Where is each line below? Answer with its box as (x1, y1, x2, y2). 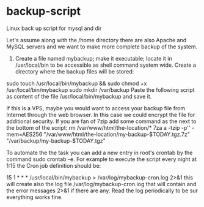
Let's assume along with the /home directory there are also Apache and (6, 36, 187, 43)
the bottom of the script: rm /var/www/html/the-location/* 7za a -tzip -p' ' (6, 124, 191, 131)
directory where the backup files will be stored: (15, 67, 134, 75)
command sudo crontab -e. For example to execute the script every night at (6, 155, 197, 163)
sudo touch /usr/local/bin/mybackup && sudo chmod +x (6, 80, 147, 87)
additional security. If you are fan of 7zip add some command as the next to (6, 118, 197, 125)
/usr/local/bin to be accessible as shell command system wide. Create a (15, 61, 197, 69)
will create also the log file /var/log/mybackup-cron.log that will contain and (6, 180, 197, 187)
